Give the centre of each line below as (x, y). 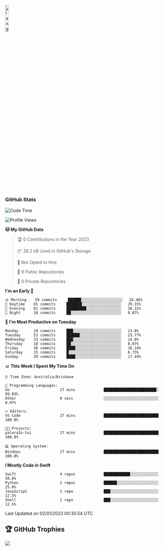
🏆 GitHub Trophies (35, 529)
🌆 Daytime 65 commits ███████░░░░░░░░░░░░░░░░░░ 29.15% (73, 304)
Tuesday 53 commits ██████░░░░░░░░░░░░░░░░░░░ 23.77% (73, 335)
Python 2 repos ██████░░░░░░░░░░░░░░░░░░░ (82, 483)
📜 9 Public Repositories (40, 272)
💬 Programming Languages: (31, 386)
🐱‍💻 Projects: (18, 428)
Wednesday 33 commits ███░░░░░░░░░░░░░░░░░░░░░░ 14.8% (72, 339)
